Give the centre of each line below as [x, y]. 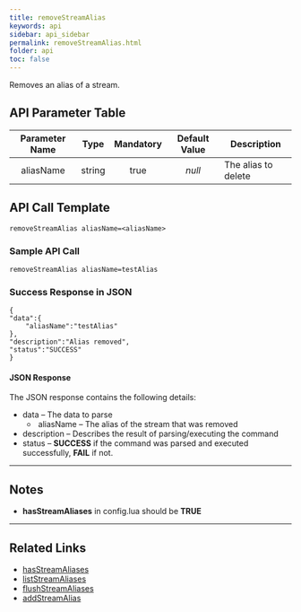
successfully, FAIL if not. [68, 453]
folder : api [31, 51]
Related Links [48, 548]
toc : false [30, 59]
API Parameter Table [68, 113]
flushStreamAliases [58, 589]
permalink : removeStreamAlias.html [76, 43]
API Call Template [60, 208]
